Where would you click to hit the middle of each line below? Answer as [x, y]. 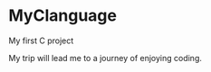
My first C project [41, 40]
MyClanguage [62, 16]
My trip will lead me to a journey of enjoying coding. [105, 58]
